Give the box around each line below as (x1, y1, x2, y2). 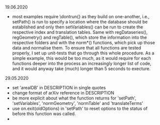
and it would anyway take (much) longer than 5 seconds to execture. (12, 66, 151, 72)
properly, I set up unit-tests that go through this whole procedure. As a (12, 50, 155, 56)
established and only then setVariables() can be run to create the (12, 24, 143, 30)
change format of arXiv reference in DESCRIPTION (12, 90, 114, 96)
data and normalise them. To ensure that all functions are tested (12, 45, 141, 50)
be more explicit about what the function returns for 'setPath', (12, 95, 137, 101)
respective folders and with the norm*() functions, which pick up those (12, 40, 155, 46)
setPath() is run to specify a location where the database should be (12, 19, 148, 25)
